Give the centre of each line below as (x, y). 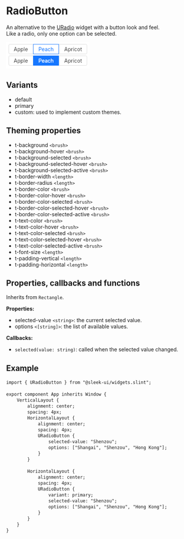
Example (22, 368)
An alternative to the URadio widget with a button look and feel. (83, 27)
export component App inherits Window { (57, 394)
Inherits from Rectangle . (35, 297)
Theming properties (44, 131)
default (23, 100)
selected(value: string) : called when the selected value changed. (96, 349)
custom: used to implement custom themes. (68, 112)
